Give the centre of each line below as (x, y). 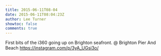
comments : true (21, 28)
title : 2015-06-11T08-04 (31, 10)
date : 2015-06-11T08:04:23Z (35, 14)
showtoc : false (21, 24)
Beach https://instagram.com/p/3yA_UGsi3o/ (52, 48)
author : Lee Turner (26, 19)
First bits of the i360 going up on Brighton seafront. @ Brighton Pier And (80, 42)
